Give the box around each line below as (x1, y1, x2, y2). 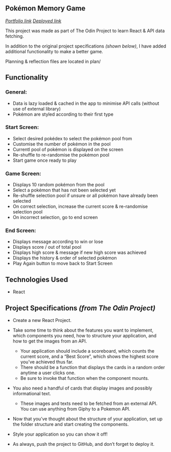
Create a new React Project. (12, 317, 72, 324)
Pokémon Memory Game (5, 4, 86, 13)
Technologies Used (5, 275, 68, 284)
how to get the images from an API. (12, 338, 87, 345)
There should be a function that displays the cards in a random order (20, 364, 165, 371)
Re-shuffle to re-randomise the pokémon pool (12, 152, 110, 158)
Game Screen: (5, 170, 42, 177)
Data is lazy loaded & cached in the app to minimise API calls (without (12, 100, 159, 106)
